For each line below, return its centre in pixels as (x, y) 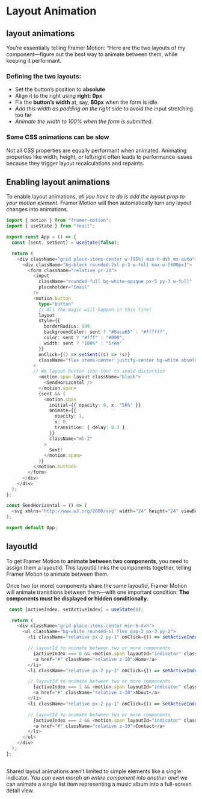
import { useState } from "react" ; (51, 226)
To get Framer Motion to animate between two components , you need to (97, 561)
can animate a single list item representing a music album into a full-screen (99, 784)
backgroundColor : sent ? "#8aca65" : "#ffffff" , (106, 332)
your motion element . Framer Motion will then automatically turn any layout (99, 203)
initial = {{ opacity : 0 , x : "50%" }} (95, 405)
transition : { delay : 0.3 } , (91, 428)
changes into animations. (37, 209)
